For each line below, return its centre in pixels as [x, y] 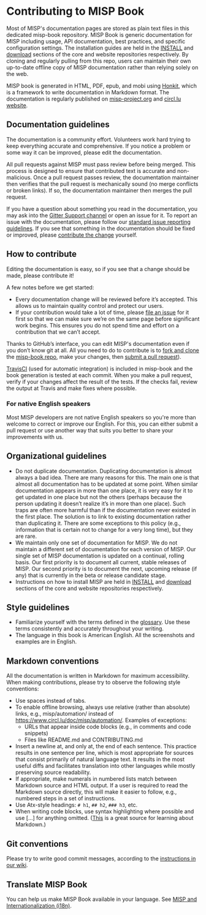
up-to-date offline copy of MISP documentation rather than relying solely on [102, 67]
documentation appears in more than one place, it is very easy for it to [104, 490]
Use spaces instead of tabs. [51, 701]
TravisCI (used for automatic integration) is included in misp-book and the [100, 369]
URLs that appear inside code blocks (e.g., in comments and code [108, 727]
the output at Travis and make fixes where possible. [71, 388]
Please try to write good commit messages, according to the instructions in [101, 859]
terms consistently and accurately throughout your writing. [90, 629]
